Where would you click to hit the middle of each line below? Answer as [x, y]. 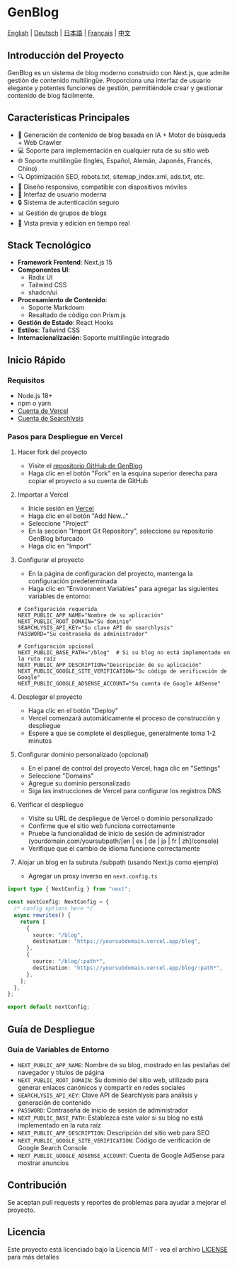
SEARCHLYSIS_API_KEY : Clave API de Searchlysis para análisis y [108, 1095]
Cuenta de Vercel [43, 411]
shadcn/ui [43, 292]
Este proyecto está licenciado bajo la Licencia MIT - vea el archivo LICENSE [118, 1249]
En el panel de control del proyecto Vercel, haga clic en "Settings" [124, 768]
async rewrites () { [42, 915]
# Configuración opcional [56, 646]
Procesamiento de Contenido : [62, 300]
